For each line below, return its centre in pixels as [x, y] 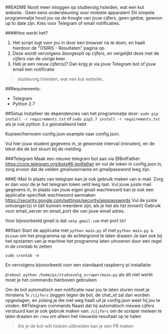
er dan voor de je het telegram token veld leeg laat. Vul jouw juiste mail [78, 184]
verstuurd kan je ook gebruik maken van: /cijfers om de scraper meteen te [83, 311]
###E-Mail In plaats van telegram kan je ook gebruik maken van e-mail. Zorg [84, 179]
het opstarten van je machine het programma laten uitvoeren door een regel [83, 241]
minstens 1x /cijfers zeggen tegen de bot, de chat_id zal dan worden [77, 295]
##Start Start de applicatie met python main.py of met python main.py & [79, 230]
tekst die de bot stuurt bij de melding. [44, 149]
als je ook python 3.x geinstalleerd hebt [46, 124]
